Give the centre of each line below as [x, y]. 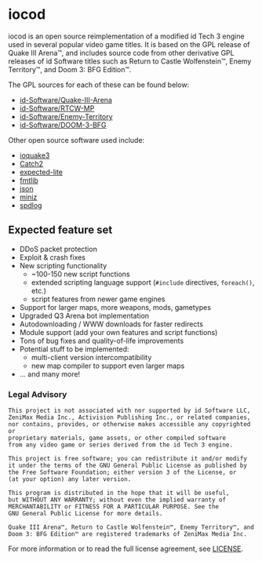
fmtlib [29, 180]
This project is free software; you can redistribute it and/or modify [127, 459]
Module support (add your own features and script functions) [118, 332]
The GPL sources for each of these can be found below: [99, 85]
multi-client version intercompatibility [91, 357]
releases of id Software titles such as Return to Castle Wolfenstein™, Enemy [130, 61]
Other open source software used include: [76, 140]
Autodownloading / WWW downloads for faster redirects [111, 324]
